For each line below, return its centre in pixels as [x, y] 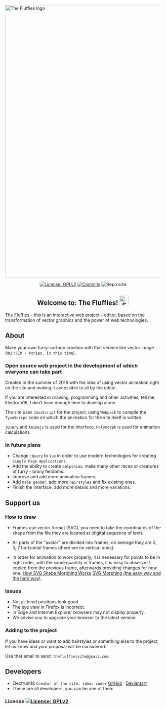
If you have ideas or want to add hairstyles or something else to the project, [82, 641]
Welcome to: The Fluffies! [78, 303]
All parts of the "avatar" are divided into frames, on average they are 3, [84, 542]
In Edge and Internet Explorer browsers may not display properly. [78, 612]
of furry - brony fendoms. [38, 471]
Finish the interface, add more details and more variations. [72, 487]
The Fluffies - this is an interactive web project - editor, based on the [75, 315]
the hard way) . [27, 578]
